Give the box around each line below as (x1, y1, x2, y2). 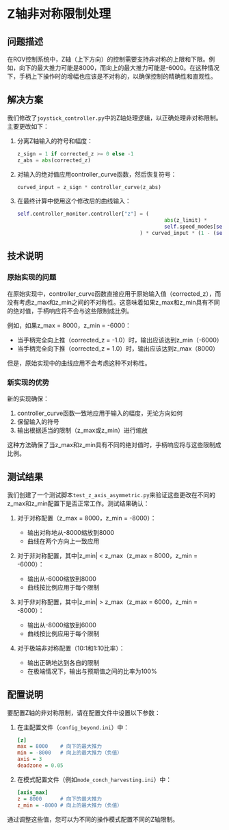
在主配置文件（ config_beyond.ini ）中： (16, 723, 130, 731)
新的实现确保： (7, 394, 49, 403)
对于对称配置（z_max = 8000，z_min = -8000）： (16, 514, 157, 522)
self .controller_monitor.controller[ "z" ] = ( (16, 210, 149, 218)
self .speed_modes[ (163, 223, 217, 230)
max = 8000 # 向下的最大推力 (16, 743, 103, 750)
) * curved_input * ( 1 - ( (139, 230, 217, 237)
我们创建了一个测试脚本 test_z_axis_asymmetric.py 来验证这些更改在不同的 (7, 490, 215, 499)
